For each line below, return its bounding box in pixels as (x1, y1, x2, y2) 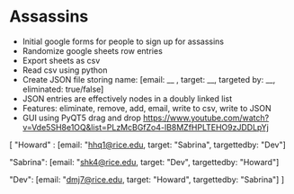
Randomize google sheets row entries (22, 45, 164, 56)
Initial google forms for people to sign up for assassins (22, 36, 225, 47)
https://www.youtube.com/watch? (142, 112, 270, 123)
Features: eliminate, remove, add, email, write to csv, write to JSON (22, 102, 272, 113)
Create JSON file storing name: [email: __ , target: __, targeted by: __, (22, 74, 276, 84)
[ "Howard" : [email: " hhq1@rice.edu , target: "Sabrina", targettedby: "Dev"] (9, 139, 286, 150)
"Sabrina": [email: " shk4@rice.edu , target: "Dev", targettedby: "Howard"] (9, 156, 280, 167)
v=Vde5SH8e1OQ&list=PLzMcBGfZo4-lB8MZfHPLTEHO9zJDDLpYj (22, 121, 270, 132)
